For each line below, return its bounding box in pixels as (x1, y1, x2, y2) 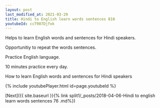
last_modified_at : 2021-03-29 (5, 12, 68, 17)
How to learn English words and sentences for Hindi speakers (5, 73, 132, 80)
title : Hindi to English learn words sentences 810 (5, 16, 115, 21)
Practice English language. (5, 54, 60, 60)
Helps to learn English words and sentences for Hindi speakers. (5, 35, 136, 41)
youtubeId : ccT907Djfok (5, 21, 55, 26)
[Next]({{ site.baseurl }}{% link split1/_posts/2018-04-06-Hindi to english (5, 93, 155, 99)
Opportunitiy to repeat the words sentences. (5, 44, 96, 50)
